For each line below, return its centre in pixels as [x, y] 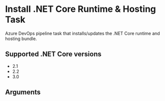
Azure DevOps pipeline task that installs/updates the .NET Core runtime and [82, 33]
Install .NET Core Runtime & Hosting [81, 9]
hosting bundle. [21, 39]
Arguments [23, 92]
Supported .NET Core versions [53, 54]
